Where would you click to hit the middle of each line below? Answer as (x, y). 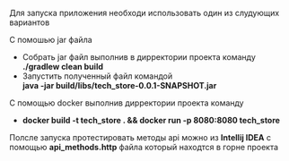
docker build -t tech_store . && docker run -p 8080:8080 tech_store (151, 120)
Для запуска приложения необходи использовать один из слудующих (144, 13)
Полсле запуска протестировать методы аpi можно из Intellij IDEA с (140, 137)
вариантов (30, 22)
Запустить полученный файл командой (97, 76)
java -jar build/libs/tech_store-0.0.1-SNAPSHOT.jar (119, 85)
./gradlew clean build (62, 67)
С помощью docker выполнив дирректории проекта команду (127, 103)
